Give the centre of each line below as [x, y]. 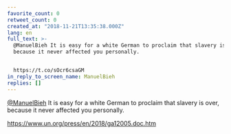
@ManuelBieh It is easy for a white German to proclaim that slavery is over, [113, 102]
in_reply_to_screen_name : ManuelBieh [61, 76]
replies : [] [24, 83]
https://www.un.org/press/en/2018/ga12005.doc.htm [82, 123]
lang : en [20, 33]
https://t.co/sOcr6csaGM [49, 70]
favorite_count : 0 [33, 13]
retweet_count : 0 [32, 20]
